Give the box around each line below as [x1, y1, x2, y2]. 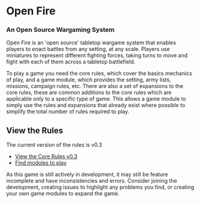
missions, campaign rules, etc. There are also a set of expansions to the [6, 83, 184, 90]
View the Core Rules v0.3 [14, 153, 78, 160]
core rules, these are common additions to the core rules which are [6, 89, 172, 96]
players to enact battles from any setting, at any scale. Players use [6, 46, 170, 53]
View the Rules [6, 125, 63, 135]
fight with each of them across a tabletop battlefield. [6, 58, 136, 65]
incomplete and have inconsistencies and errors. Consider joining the [6, 177, 178, 184]
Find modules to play [14, 159, 67, 166]
